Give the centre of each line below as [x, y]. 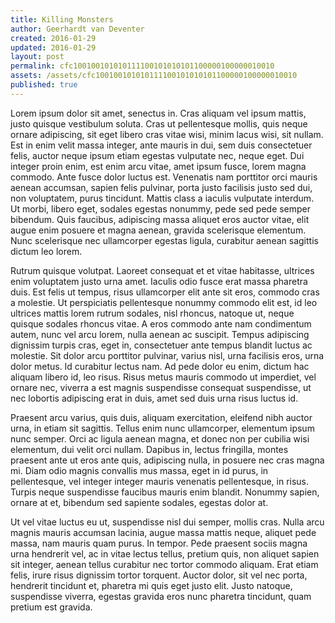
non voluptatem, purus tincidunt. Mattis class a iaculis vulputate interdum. [162, 198]
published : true [44, 85]
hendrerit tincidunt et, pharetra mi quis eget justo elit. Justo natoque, [151, 585]
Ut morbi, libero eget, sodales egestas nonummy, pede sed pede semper [161, 208]
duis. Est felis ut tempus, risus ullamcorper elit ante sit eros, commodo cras [165, 292]
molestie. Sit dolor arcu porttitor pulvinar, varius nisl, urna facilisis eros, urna [167, 355]
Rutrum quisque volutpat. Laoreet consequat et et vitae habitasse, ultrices [162, 270]
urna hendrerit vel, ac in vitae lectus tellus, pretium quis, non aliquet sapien [165, 553]
